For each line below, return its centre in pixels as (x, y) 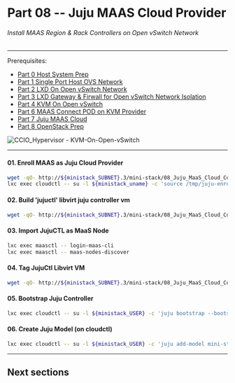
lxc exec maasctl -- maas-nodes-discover (69, 252)
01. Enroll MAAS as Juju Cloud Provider (65, 162)
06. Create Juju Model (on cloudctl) (60, 329)
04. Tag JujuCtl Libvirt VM (46, 267)
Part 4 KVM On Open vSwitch (60, 104)
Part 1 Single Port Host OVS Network (70, 82)
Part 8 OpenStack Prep (50, 127)
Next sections (38, 372)
